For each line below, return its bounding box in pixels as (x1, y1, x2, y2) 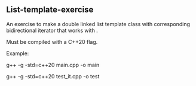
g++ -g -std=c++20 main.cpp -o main (6, 61, 100, 68)
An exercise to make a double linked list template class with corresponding (6, 20, 190, 27)
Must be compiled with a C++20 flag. (6, 38, 98, 45)
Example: (6, 50, 29, 57)
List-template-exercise (6, 5, 94, 15)
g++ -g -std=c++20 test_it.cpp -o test (6, 72, 100, 79)
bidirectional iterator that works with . (6, 27, 99, 34)
